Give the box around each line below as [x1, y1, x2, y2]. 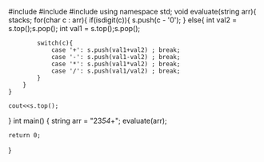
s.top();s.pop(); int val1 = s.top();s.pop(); [8, 24, 141, 33]
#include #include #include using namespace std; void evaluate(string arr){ [8, 7, 257, 16]
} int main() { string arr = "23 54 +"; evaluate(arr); [8, 116, 168, 125]
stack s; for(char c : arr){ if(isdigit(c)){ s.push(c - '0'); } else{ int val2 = [8, 15, 238, 25]
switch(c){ [37, 39, 74, 47]
